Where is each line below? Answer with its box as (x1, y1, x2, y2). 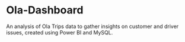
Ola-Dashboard (6, 3, 84, 17)
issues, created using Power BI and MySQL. (6, 29, 113, 36)
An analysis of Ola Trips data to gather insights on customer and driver (6, 23, 179, 30)
